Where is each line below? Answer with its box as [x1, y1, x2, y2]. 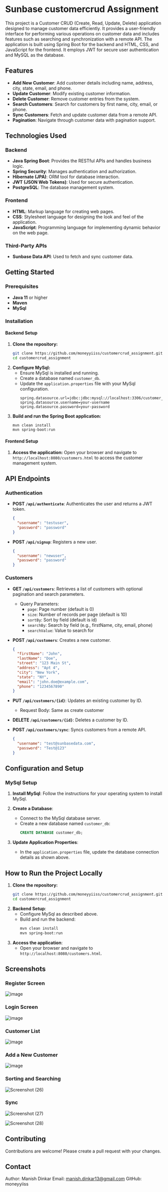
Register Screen [5, 980, 45, 987]
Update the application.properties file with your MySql [19, 380, 136, 386]
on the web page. [12, 229, 49, 236]
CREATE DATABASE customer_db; [19, 830, 83, 836]
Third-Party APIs [5, 242, 47, 249]
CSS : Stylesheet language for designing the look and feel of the [12, 214, 144, 220]
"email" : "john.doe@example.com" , [17, 679, 89, 684]
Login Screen [5, 1004, 38, 1011]
